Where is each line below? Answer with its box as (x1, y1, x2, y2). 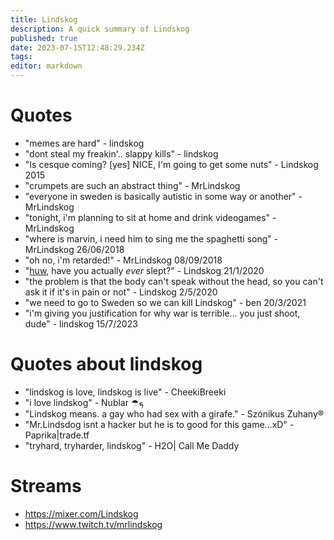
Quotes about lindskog (10, 353, 203, 376)
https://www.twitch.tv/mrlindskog (24, 518, 163, 530)
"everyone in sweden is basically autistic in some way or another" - (24, 190, 303, 202)
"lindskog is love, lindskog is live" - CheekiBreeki (24, 386, 227, 398)
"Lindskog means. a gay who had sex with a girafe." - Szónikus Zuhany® (24, 407, 325, 420)
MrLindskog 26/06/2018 (24, 243, 125, 255)
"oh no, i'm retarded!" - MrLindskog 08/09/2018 (24, 254, 223, 266)
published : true (10, 33, 78, 43)
